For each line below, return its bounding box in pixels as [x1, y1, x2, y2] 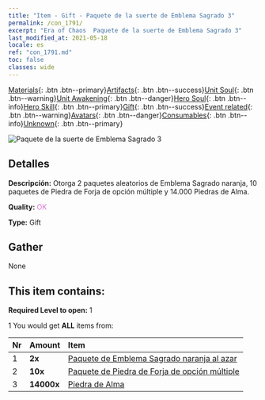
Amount [28, 340, 61, 351]
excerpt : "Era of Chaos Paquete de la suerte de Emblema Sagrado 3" [8, 26, 243, 34]
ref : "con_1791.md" [8, 48, 73, 56]
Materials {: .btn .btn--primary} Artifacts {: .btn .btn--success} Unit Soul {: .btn [8, 85, 255, 94]
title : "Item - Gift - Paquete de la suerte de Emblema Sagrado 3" [8, 11, 236, 20]
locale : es [8, 41, 44, 49]
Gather [8, 240, 44, 254]
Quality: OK [8, 202, 47, 211]
